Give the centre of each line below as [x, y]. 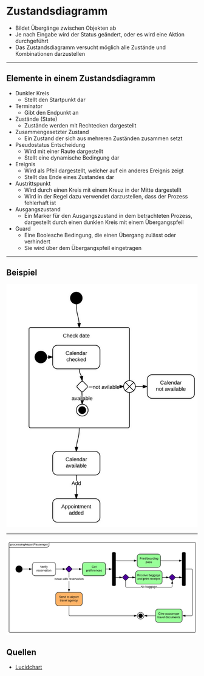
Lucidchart [29, 667]
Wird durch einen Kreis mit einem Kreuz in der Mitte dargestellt [103, 190]
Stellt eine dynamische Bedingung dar [72, 157]
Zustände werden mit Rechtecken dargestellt [80, 125]
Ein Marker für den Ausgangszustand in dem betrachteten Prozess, [108, 215]
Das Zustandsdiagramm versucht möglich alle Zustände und [90, 47]
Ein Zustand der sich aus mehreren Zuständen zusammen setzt [103, 138]
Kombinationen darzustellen [50, 53]
